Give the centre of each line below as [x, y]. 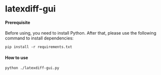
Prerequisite [18, 22]
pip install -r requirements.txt [39, 47]
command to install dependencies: [39, 38]
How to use [16, 57]
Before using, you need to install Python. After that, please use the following [80, 33]
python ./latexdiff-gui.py [32, 68]
